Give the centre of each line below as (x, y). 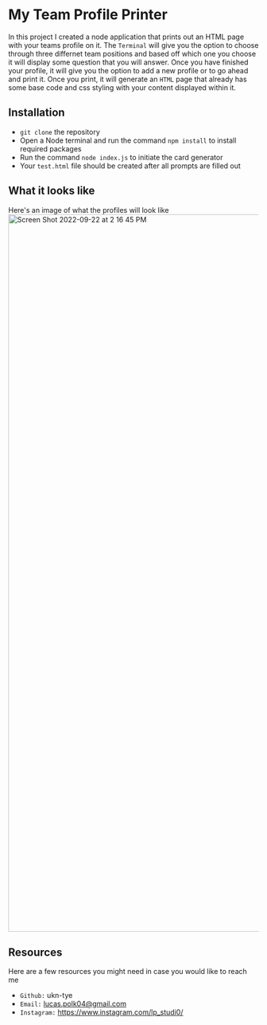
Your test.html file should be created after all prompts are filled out (130, 166)
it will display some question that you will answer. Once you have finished (128, 62)
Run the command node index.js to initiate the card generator (121, 157)
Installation (37, 113)
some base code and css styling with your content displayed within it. (122, 87)
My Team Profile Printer (88, 15)
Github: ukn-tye (46, 996)
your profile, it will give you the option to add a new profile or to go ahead (128, 70)
